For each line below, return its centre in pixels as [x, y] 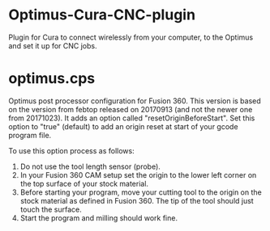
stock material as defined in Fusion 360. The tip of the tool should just [137, 200]
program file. [30, 135]
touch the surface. [51, 209]
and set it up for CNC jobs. [53, 45]
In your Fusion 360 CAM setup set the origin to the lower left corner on [138, 174]
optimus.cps [52, 79]
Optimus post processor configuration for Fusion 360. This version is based [135, 101]
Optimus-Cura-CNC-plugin [102, 15]
